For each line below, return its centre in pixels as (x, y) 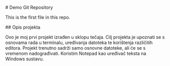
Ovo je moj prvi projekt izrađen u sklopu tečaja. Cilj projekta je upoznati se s (85, 37)
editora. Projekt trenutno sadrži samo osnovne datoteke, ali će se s (76, 48)
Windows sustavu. (25, 59)
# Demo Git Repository (29, 7)
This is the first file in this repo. (38, 17)
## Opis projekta (23, 27)
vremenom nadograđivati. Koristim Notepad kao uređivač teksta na (76, 53)
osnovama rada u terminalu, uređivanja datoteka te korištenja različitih (79, 42)
